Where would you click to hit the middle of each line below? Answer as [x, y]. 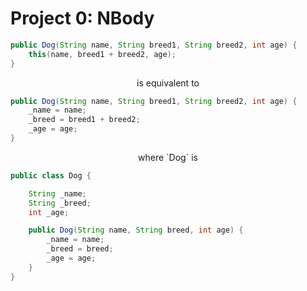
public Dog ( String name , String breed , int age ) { [136, 230]
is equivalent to [168, 83]
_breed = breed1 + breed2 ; [84, 120]
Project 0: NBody [82, 18]
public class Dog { [51, 175]
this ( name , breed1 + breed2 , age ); [102, 54]
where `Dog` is [168, 157]
